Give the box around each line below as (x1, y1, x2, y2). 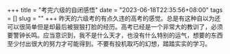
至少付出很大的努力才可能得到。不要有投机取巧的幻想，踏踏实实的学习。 (7, 40, 211, 47)
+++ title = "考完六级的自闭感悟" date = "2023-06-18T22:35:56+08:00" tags (7, 6, 223, 13)
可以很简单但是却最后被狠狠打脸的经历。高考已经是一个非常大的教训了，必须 (7, 23, 223, 30)
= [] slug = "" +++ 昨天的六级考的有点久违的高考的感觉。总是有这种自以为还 (7, 14, 221, 22)
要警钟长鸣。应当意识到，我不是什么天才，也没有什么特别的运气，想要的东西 (7, 31, 223, 39)
